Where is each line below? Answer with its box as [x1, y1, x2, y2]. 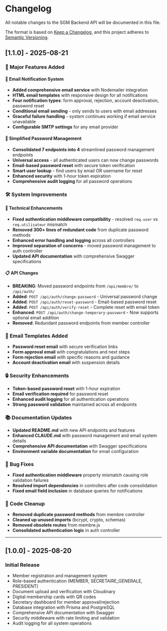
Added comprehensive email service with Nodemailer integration [12, 87, 148, 93]
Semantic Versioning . [5, 34, 49, 40]
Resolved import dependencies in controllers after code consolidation [12, 483, 158, 489]
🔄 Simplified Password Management [5, 135, 82, 142]
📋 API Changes [5, 270, 38, 276]
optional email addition [12, 314, 59, 321]
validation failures [12, 477, 49, 483]
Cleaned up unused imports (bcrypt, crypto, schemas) [12, 517, 126, 523]
